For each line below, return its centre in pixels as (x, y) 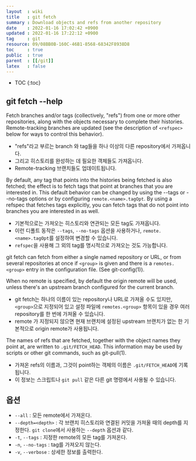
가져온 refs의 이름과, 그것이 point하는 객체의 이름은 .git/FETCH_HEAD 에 (96, 365)
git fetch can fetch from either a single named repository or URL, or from (94, 257)
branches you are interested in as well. (53, 211)
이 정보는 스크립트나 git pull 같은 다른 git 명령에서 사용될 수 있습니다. (95, 380)
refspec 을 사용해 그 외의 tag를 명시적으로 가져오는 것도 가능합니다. (91, 245)
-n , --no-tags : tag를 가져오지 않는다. (58, 445)
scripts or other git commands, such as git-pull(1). (66, 353)
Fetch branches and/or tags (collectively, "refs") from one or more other (93, 116)
